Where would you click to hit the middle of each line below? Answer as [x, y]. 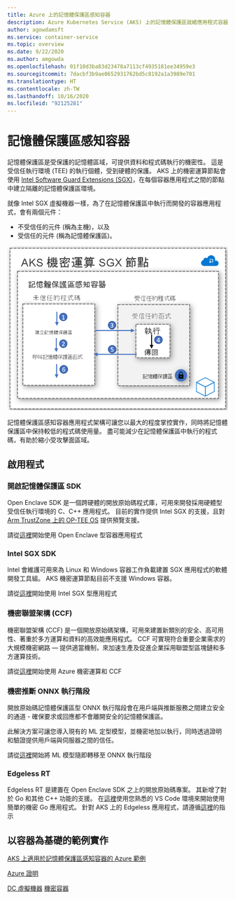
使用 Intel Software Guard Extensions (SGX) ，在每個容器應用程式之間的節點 [116, 180]
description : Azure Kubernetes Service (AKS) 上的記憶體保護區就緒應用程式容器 [118, 22]
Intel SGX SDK [32, 553]
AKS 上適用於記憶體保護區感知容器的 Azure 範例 [77, 858]
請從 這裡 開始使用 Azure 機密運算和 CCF [65, 671]
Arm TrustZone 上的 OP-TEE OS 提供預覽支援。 [75, 520]
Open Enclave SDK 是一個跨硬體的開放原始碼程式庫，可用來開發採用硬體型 [115, 503]
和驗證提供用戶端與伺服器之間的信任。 [62, 740]
